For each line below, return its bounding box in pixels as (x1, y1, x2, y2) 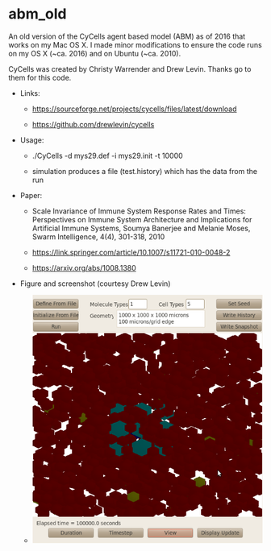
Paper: (19, 190, 43, 200)
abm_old (8, 5, 67, 23)
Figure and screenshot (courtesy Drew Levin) (19, 279, 171, 288)
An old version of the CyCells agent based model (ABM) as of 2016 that (8, 31, 246, 41)
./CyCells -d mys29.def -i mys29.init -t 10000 (31, 151, 183, 160)
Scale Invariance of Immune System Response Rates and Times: (31, 206, 246, 216)
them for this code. (8, 72, 72, 82)
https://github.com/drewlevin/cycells (31, 119, 155, 129)
